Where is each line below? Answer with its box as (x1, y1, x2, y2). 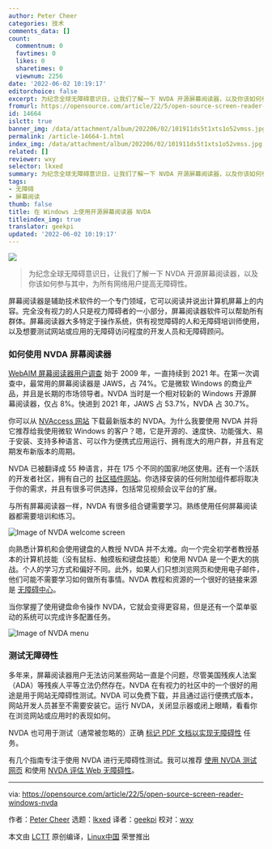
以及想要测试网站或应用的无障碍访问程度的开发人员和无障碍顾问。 (8, 326, 228, 336)
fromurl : (8, 102, 38, 110)
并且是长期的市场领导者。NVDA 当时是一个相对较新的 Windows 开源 (22, 389, 250, 399)
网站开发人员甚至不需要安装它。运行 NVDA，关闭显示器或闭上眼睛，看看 (8, 700, 251, 710)
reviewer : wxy (8, 155, 57, 163)
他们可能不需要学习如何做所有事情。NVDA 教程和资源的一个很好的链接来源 (8, 574, 257, 584)
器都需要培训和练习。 (8, 511, 79, 521)
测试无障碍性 (8, 650, 59, 661)
